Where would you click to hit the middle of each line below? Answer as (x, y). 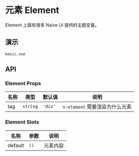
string (30, 107)
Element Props (23, 84)
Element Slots (22, 122)
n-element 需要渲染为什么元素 (97, 107)
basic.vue (15, 54)
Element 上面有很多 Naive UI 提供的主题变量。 (52, 25)
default (16, 145)
